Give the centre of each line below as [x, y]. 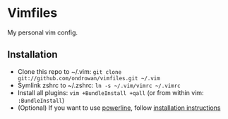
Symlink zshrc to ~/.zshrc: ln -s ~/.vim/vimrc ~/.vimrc [99, 85]
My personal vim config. [43, 32]
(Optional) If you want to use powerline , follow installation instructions [119, 108]
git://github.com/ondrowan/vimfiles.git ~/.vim [89, 78]
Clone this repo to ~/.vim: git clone [70, 71]
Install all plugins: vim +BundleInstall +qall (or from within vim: [110, 92]
